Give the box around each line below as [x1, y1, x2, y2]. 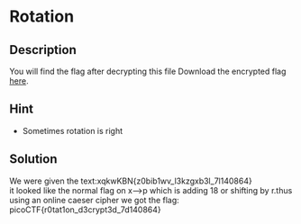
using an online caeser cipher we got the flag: [9, 194, 180, 205]
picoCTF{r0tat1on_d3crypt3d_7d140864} [9, 204, 162, 215]
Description [9, 42, 77, 58]
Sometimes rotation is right [22, 125, 123, 136]
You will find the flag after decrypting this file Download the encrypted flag [9, 66, 287, 76]
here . [9, 76, 29, 86]
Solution [9, 151, 58, 167]
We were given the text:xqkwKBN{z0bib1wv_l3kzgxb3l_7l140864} [9, 175, 252, 186]
